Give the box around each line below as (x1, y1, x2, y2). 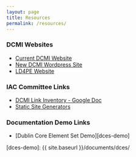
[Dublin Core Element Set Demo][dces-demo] (15, 132, 130, 139)
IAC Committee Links (6, 82, 70, 91)
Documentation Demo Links (6, 118, 90, 126)
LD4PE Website (15, 67, 55, 75)
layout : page (6, 9, 40, 15)
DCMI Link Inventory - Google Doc (15, 96, 102, 104)
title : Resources (6, 15, 51, 21)
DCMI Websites (6, 40, 54, 49)
